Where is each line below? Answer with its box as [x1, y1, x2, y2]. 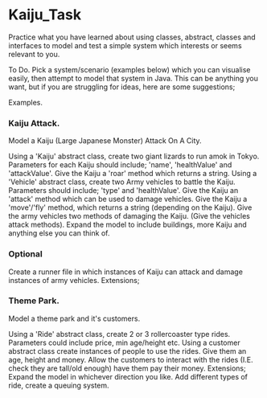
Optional [8, 248, 43, 260]
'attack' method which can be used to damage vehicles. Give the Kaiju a [8, 195, 248, 204]
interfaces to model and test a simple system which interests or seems [8, 40, 243, 50]
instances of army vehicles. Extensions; [8, 275, 140, 285]
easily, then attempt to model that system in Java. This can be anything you [8, 73, 259, 83]
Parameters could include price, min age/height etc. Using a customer [8, 338, 240, 347]
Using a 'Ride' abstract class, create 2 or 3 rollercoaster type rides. [8, 329, 231, 339]
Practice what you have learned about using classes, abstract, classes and [8, 32, 256, 42]
